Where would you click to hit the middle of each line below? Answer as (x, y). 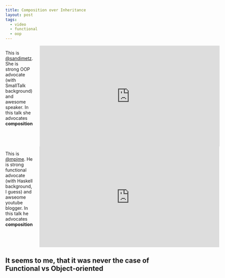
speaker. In (17, 107)
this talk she (18, 113)
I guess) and (18, 192)
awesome (16, 102)
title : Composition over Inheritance (46, 10)
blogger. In (17, 208)
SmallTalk (15, 85)
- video (18, 24)
